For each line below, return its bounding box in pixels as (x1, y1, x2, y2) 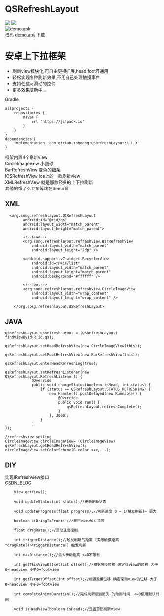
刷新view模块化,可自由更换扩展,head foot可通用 (12, 68, 109, 74)
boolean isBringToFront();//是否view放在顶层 (14, 519, 104, 523)
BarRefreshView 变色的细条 (5, 167, 61, 173)
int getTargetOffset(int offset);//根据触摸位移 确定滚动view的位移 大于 (14, 577, 158, 582)
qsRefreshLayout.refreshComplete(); (66, 404, 142, 409)
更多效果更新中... (12, 87, 47, 93)
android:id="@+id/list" (31, 261, 80, 266)
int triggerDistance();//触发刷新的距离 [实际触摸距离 (14, 538, 119, 543)
